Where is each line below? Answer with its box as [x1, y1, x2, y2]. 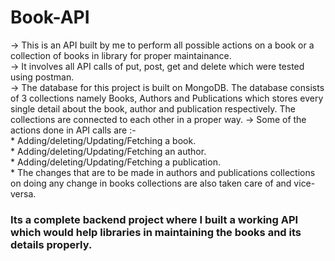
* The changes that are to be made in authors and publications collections [10, 166, 316, 178]
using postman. [10, 71, 75, 83]
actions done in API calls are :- [10, 124, 137, 136]
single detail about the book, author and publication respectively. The [10, 102, 296, 115]
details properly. [10, 237, 93, 251]
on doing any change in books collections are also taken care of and [10, 177, 292, 189]
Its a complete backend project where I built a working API [10, 212, 299, 226]
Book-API [10, 6, 90, 29]
